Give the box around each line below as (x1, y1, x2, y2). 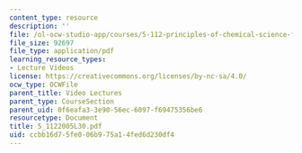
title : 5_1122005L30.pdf (9, 122, 102, 131)
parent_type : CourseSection (9, 96, 115, 106)
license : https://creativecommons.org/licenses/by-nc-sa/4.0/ (9, 72, 247, 81)
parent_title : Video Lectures (9, 88, 123, 97)
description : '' (9, 22, 70, 31)
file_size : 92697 (9, 38, 75, 48)
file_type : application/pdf (9, 47, 115, 56)
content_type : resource (9, 13, 99, 22)
